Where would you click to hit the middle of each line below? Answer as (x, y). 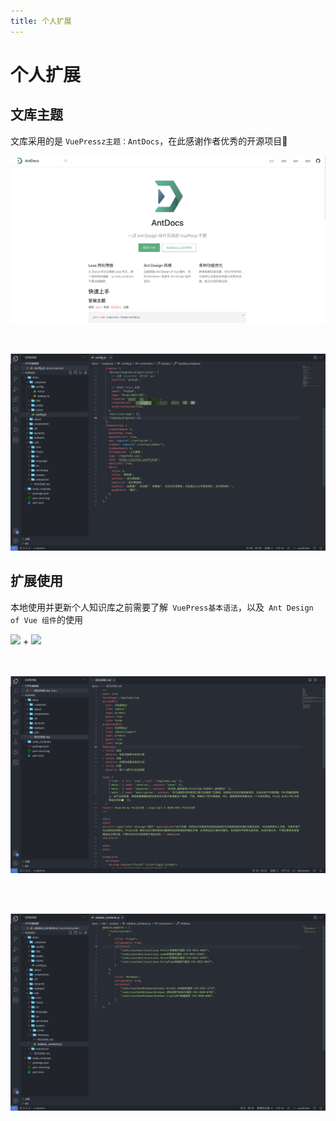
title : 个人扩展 (41, 21)
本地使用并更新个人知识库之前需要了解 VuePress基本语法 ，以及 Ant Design (162, 607)
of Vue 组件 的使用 (46, 619)
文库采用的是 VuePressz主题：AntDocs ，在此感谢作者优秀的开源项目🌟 (149, 141)
